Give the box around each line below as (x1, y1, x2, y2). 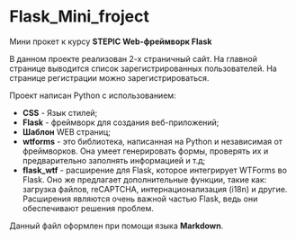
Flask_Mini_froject (9, 6, 150, 27)
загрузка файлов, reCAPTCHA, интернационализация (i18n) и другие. (22, 183, 288, 194)
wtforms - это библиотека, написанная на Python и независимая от (22, 136, 283, 147)
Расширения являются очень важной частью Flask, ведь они (22, 193, 258, 204)
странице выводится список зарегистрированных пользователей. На (9, 63, 277, 74)
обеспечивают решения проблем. (22, 202, 155, 213)
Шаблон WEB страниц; (22, 126, 111, 137)
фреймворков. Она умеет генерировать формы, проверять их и (22, 146, 269, 156)
